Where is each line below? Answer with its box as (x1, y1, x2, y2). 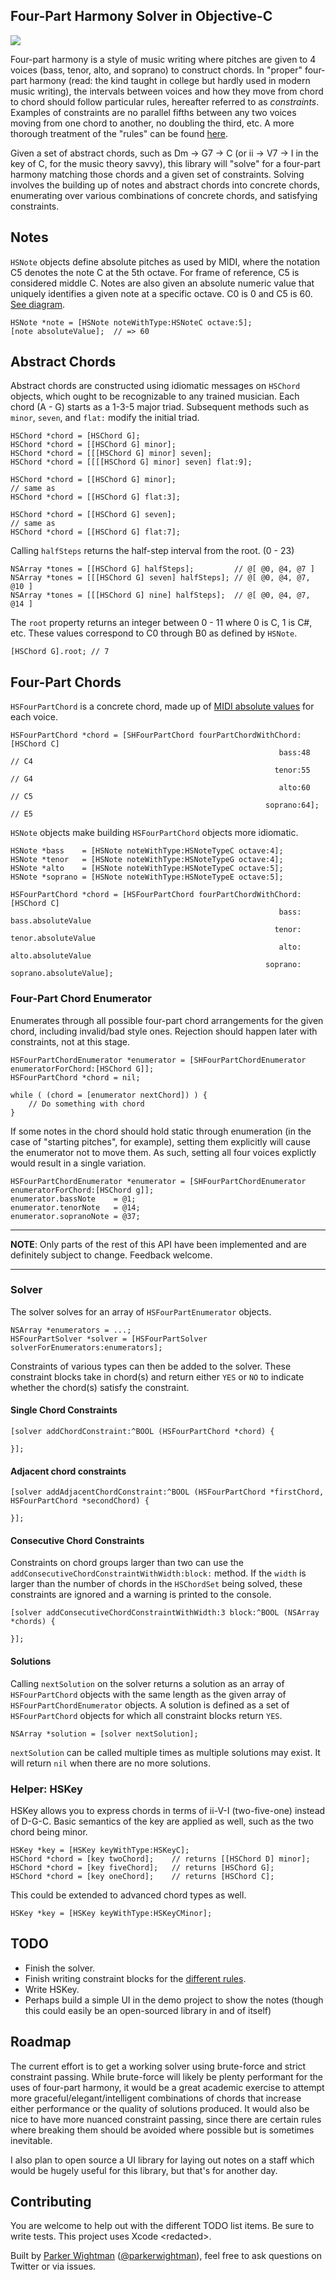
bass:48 (278, 748, 311, 758)
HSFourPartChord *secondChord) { (10, 1496, 150, 1506)
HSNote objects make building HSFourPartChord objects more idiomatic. (10, 827, 299, 839)
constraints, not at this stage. (10, 1035, 131, 1048)
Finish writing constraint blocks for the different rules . (24, 1972, 247, 1984)
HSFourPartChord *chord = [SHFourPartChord (10, 730, 195, 741)
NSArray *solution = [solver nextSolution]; (10, 1729, 199, 1739)
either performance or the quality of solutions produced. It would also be (10, 2102, 310, 2114)
